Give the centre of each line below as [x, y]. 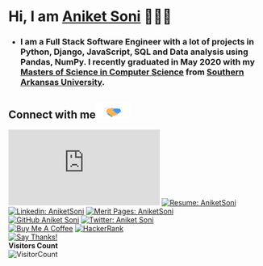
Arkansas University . [62, 82]
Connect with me [52, 114]
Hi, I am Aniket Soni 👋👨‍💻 [90, 17]
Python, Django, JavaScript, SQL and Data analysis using [134, 52]
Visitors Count [33, 245]
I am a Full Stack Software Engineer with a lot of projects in [137, 42]
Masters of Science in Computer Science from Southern [132, 72]
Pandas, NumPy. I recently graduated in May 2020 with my [138, 62]
